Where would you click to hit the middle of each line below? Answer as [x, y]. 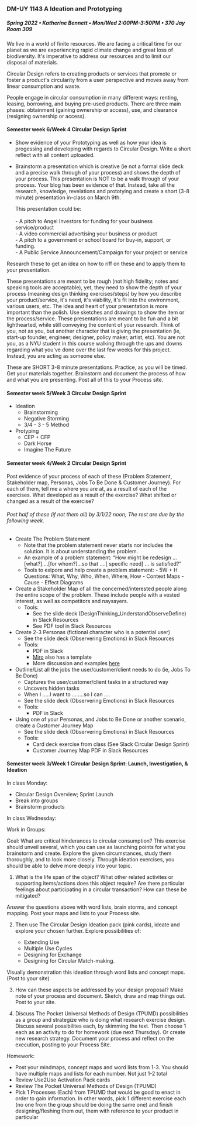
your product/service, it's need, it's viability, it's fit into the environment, [93, 300]
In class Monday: [27, 783]
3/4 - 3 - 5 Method [46, 425]
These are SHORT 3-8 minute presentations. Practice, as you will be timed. [97, 367]
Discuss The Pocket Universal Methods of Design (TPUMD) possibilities [102, 1013]
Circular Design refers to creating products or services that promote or [92, 73]
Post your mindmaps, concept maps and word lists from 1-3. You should [102, 1067]
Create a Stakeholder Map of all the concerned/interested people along [101, 588]
